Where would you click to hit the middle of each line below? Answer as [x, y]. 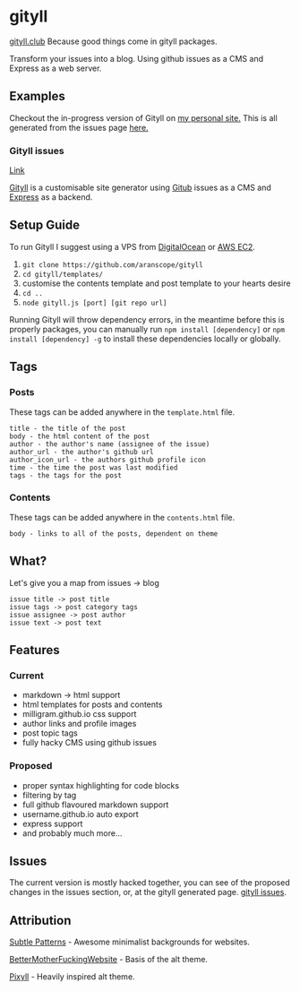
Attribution [40, 920]
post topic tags [50, 733]
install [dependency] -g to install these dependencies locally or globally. [145, 339]
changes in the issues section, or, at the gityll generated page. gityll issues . [148, 892]
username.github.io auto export [80, 814]
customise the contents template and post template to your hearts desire [156, 283]
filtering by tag [49, 795]
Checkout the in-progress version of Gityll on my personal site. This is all [143, 117]
